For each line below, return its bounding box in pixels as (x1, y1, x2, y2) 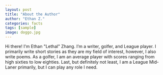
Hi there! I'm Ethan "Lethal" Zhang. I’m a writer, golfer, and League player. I (5, 44, 156, 49)
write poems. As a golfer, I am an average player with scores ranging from (5, 54, 155, 59)
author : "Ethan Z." (5, 16, 45, 21)
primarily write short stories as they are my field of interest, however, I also (5, 49, 156, 54)
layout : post (5, 7, 32, 12)
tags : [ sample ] (5, 25, 36, 30)
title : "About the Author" (5, 12, 60, 17)
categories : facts (5, 21, 43, 26)
